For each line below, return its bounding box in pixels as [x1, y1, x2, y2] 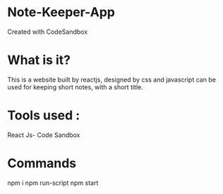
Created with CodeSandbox [7, 27, 88, 36]
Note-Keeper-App [7, 4, 115, 20]
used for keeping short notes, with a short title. [7, 82, 143, 91]
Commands [7, 155, 77, 171]
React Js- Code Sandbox [7, 131, 80, 139]
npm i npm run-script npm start [7, 179, 99, 187]
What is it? [7, 52, 71, 68]
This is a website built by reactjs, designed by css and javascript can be [7, 75, 217, 84]
